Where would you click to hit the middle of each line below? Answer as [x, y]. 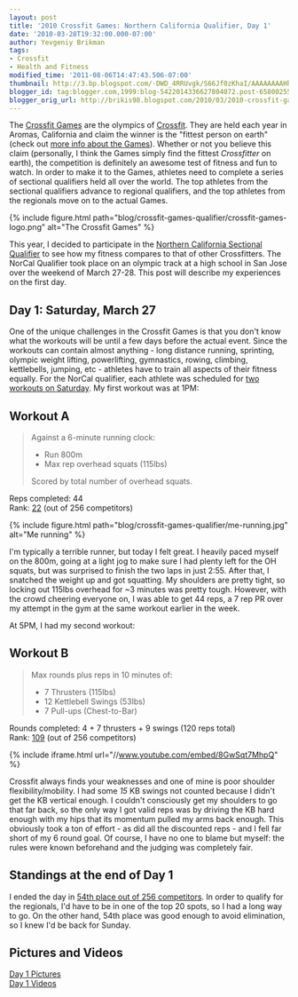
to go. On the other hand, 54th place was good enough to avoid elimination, [147, 915]
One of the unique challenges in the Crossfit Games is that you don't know [145, 332]
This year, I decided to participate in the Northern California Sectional [136, 244]
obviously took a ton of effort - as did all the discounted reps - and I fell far [145, 828]
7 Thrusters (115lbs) [80, 692]
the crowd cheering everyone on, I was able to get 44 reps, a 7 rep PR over [146, 599]
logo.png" [27, 227]
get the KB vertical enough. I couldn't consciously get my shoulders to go [143, 800]
